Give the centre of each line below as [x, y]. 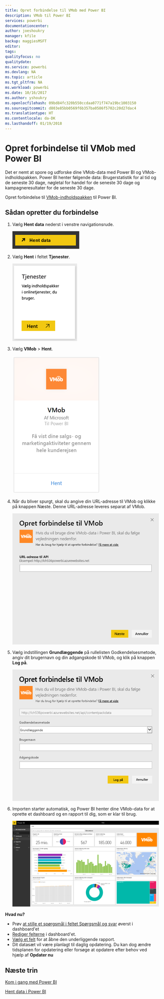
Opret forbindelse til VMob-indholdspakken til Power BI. [61, 197]
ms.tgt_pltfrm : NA [24, 82]
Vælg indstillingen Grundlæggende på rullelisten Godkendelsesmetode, [84, 652]
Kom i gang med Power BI [31, 982]
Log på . [20, 663]
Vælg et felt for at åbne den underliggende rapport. [64, 939]
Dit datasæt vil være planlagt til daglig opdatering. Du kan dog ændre [82, 945]
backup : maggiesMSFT [26, 41]
